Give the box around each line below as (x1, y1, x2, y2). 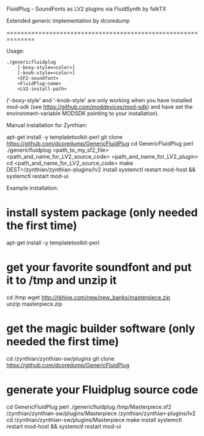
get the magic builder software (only (6, 321, 195, 336)
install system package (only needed (6, 206, 198, 220)
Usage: (6, 47, 25, 55)
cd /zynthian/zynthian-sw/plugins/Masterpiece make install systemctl (6, 416, 182, 423)
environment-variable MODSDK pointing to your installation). (6, 110, 159, 117)
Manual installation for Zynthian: (6, 122, 88, 129)
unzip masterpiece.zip (6, 300, 62, 307)
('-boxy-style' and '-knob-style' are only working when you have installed (6, 97, 192, 103)
